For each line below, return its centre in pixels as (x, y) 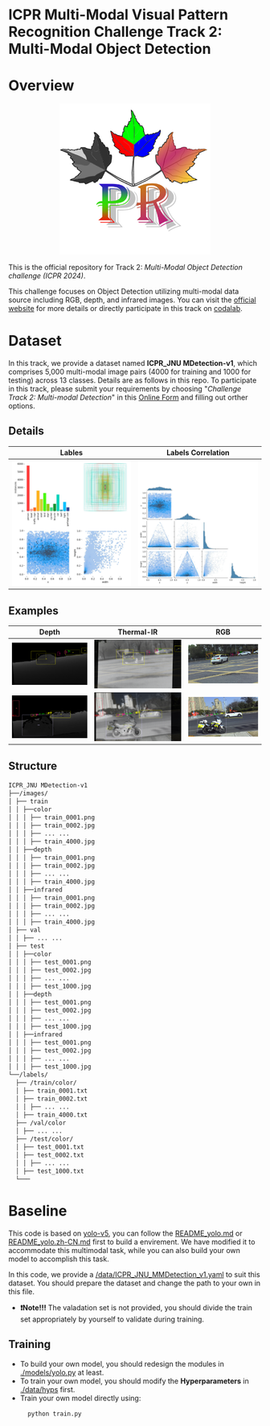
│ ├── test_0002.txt (50, 1155)
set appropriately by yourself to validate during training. (112, 1319)
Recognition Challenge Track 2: (115, 32)
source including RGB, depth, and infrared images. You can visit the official (132, 300)
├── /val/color (41, 1123)
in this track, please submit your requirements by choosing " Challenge (125, 389)
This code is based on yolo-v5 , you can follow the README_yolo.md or (125, 1233)
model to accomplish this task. (59, 1259)
